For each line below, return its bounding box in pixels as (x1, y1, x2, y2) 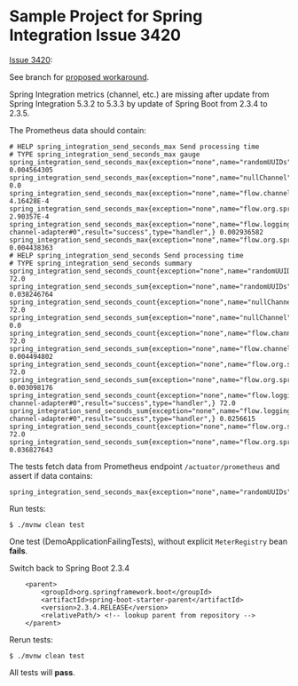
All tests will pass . (9, 666, 75, 677)
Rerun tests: (9, 634, 53, 645)
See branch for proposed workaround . (9, 71, 150, 82)
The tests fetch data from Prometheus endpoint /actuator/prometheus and (9, 460, 280, 472)
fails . (9, 545, 28, 556)
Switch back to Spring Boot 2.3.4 (9, 562, 130, 573)
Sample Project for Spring (9, 6, 203, 27)
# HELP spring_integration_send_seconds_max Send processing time (9, 142, 260, 151)
